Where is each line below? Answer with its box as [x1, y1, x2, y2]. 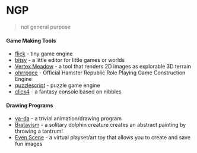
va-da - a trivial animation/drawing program [14, 115, 122, 122]
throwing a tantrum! [14, 127, 63, 135]
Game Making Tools [6, 37, 56, 44]
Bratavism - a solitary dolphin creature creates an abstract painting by [14, 121, 186, 129]
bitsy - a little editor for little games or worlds [14, 57, 125, 64]
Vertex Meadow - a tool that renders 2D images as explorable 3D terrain [14, 63, 191, 70]
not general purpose [20, 23, 71, 30]
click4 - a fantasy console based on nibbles [14, 88, 122, 95]
